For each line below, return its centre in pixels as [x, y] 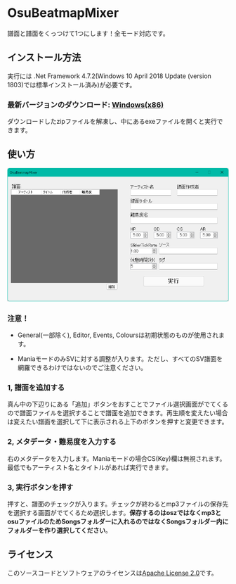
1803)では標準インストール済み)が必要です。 [72, 84]
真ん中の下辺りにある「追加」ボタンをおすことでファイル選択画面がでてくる [118, 404]
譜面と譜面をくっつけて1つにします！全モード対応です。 [88, 33]
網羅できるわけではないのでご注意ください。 [82, 368]
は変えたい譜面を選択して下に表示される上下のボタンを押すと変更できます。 [118, 422]
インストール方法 [44, 58]
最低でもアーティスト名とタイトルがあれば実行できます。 [90, 467]
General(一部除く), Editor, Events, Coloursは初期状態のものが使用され [118, 335]
